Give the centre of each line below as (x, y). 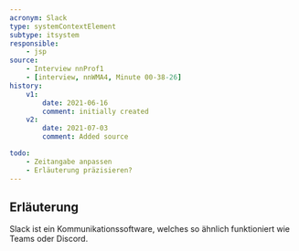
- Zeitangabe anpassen (69, 162)
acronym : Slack (38, 18)
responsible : (34, 43)
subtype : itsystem (44, 35)
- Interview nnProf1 (65, 69)
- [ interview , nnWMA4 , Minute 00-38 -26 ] (104, 78)
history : (26, 86)
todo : (20, 153)
